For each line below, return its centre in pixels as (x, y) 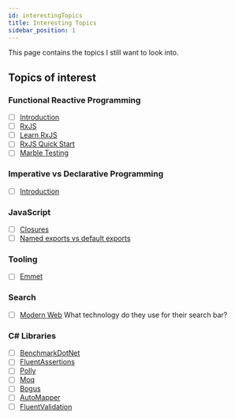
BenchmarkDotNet (50, 353)
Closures (34, 229)
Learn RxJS (38, 135)
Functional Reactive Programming (75, 100)
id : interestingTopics (45, 15)
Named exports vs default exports (75, 239)
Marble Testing (44, 153)
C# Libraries (32, 335)
